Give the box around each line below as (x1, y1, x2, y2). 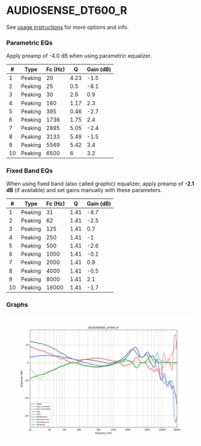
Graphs (6, 300, 28, 309)
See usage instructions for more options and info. (6, 23, 129, 31)
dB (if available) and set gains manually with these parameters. (6, 187, 162, 194)
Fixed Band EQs (6, 166, 53, 175)
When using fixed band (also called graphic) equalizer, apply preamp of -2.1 (6, 180, 194, 187)
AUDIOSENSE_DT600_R (6, 4, 128, 17)
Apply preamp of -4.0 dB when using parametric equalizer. (6, 52, 152, 60)
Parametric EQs (6, 39, 53, 47)
